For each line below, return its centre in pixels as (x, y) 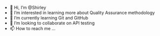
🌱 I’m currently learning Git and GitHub (49, 18)
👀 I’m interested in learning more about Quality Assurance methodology (82, 13)
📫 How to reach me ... (32, 28)
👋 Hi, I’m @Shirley (28, 8)
